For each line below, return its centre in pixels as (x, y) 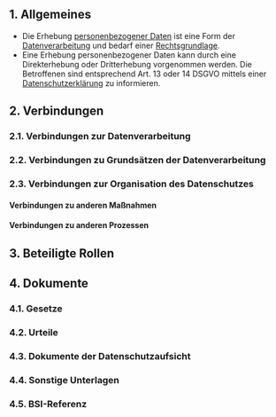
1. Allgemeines (50, 15)
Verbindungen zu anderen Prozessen (79, 225)
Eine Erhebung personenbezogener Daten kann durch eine (129, 55)
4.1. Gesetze (36, 308)
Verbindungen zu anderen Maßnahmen (83, 205)
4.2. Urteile (34, 332)
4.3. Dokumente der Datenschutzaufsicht (100, 356)
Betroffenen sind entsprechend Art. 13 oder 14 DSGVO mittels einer (144, 74)
